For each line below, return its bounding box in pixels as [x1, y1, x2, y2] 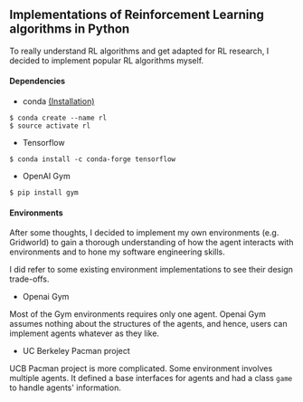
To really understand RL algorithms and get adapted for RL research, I [9, 45, 270, 56]
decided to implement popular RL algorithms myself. [9, 54, 204, 66]
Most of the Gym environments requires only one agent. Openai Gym [9, 309, 267, 320]
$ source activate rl [9, 121, 91, 130]
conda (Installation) [22, 96, 95, 107]
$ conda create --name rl [9, 113, 107, 123]
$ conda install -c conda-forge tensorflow [9, 155, 176, 164]
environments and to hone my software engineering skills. [9, 246, 225, 257]
